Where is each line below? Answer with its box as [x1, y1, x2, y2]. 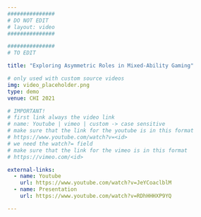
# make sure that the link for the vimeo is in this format [7, 146, 188, 154]
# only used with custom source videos [7, 75, 125, 82]
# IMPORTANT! [7, 107, 46, 115]
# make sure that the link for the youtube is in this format [7, 127, 194, 134]
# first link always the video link [7, 114, 115, 121]
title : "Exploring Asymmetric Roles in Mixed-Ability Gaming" [7, 62, 194, 69]
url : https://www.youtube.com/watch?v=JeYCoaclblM [20, 180, 172, 187]
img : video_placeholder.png [7, 81, 90, 88]
